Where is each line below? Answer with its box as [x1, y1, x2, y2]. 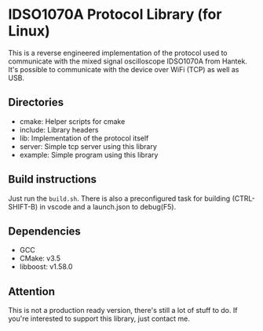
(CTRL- [232, 194, 255, 203]
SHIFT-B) [8, 202, 38, 211]
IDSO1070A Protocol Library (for [8, 5, 222, 24]
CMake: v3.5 [19, 253, 61, 264]
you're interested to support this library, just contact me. [8, 314, 191, 323]
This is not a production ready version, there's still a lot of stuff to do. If [8, 306, 238, 315]
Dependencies [8, 224, 81, 238]
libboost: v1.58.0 [19, 262, 73, 271]
